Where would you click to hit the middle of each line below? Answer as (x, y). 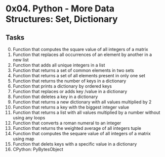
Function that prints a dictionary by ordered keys (62, 86)
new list (21, 60)
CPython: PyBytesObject (38, 149)
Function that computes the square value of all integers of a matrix (81, 49)
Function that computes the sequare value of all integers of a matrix (82, 133)
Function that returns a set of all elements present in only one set (79, 76)
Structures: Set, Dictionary (62, 19)
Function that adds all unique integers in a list (59, 65)
